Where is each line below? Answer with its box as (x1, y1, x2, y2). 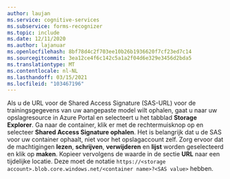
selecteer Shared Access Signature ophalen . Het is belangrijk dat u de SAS (7, 128, 222, 136)
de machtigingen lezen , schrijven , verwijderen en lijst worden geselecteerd (7, 143, 225, 151)
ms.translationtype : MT (7, 61, 76, 68)
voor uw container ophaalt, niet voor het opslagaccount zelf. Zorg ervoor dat (7, 135, 224, 144)
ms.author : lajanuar (7, 42, 67, 49)
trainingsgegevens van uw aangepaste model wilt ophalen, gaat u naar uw (7, 106, 218, 115)
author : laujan (7, 10, 51, 17)
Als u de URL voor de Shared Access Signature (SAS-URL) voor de (7, 99, 196, 107)
